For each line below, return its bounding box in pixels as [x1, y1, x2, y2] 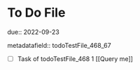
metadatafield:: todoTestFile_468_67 [7, 41, 111, 49]
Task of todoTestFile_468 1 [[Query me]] [17, 54, 133, 63]
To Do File [7, 5, 66, 21]
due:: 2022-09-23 [7, 28, 59, 36]
